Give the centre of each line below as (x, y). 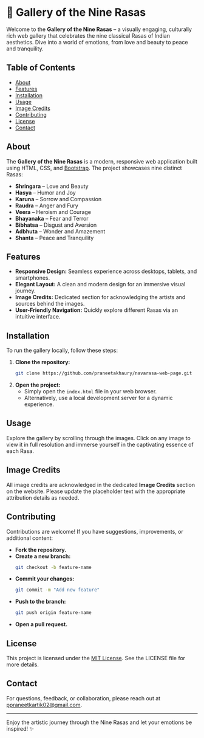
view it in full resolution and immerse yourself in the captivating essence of (100, 444)
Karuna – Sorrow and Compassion (58, 199)
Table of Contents (41, 68)
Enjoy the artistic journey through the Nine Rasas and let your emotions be (99, 722)
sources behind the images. (50, 304)
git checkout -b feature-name (53, 567)
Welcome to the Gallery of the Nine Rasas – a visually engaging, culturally (99, 29)
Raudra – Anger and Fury (47, 205)
